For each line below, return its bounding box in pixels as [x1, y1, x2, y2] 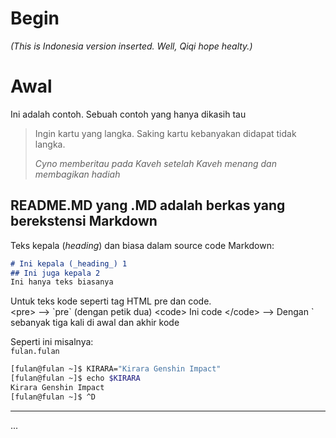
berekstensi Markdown [10, 213, 158, 230]
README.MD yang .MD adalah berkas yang [10, 197, 286, 214]
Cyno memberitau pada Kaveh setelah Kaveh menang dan [34, 157, 277, 169]
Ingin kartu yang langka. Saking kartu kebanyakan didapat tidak [34, 127, 297, 139]
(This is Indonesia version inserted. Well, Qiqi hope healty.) [10, 40, 253, 52]
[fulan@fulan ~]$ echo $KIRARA [10, 373, 141, 384]
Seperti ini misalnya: [10, 336, 94, 348]
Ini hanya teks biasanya [10, 277, 114, 287]
